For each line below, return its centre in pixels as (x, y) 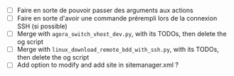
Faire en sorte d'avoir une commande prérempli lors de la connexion (117, 18)
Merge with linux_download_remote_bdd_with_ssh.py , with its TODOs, (118, 50)
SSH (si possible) (42, 26)
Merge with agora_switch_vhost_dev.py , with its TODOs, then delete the (122, 34)
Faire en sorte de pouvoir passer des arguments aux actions (105, 10)
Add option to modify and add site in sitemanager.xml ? (98, 65)
